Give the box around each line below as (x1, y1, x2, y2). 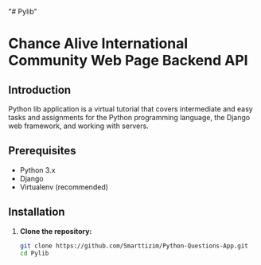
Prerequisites (8, 144, 76, 158)
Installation (8, 205, 65, 219)
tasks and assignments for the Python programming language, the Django (8, 113, 251, 122)
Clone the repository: (19, 226, 92, 236)
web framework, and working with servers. (8, 121, 149, 131)
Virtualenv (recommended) (19, 182, 109, 192)
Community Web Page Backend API (8, 52, 248, 70)
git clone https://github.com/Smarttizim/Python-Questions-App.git (19, 242, 248, 250)
